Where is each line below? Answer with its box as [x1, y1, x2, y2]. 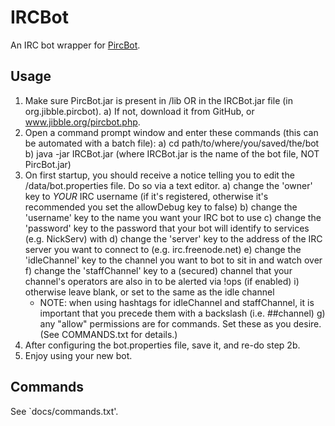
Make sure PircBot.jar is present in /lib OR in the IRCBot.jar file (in [24, 94, 294, 106]
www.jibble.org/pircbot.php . [24, 116, 141, 128]
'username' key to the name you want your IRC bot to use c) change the [24, 211, 322, 223]
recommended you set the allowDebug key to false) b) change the [24, 201, 298, 213]
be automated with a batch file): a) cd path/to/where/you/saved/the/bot [24, 137, 320, 149]
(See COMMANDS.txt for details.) [39, 328, 178, 340]
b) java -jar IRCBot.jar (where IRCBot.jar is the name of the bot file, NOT [24, 147, 320, 160]
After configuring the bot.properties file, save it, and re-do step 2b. [24, 339, 301, 351]
